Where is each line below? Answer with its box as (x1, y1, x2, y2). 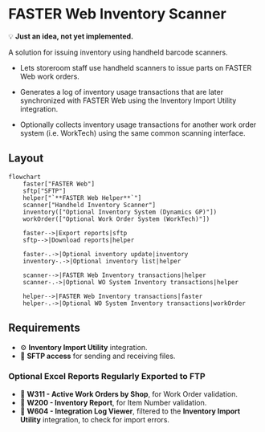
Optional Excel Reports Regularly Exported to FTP (8, 371, 206, 382)
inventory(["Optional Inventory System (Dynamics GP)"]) (22, 208, 218, 216)
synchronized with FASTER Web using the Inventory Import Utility (19, 96, 237, 105)
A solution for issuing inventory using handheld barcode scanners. (8, 47, 228, 57)
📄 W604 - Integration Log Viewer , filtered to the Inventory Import (19, 406, 241, 416)
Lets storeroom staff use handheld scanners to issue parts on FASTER (19, 63, 252, 72)
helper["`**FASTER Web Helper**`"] (22, 194, 142, 202)
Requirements (8, 321, 80, 335)
